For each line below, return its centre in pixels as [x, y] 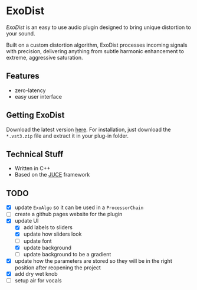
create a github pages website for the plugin [68, 214]
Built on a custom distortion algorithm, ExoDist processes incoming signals [97, 45]
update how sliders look [52, 234]
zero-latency [30, 90]
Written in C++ [32, 168]
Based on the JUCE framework [52, 175]
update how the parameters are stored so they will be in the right [93, 260]
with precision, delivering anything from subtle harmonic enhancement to [95, 51]
